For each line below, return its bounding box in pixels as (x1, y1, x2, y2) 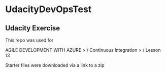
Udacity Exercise (5, 24, 60, 32)
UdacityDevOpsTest (5, 4, 92, 15)
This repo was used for (5, 37, 54, 43)
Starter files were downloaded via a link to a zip (5, 62, 105, 68)
